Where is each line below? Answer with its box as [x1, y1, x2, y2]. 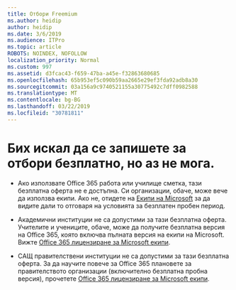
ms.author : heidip [7, 17, 62, 24]
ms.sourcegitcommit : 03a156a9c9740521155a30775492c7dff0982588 [7, 83, 198, 90]
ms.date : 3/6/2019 [7, 30, 62, 38]
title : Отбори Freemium [7, 10, 78, 18]
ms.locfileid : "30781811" [7, 109, 84, 117]
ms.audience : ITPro [7, 37, 65, 44]
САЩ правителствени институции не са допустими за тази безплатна [17, 252, 229, 260]
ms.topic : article [7, 43, 62, 50]
